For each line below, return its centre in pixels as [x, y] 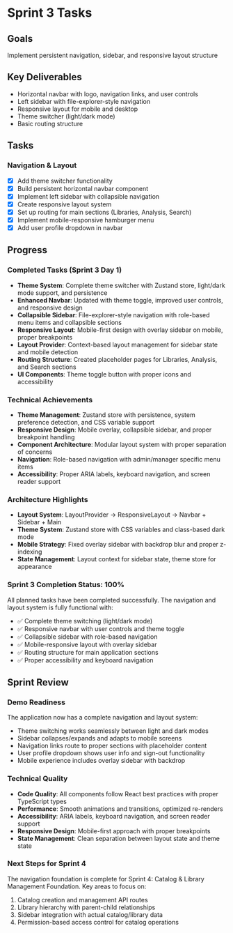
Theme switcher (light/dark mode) [66, 116]
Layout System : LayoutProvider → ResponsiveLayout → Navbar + [112, 515]
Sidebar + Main [39, 522]
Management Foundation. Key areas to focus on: [77, 886]
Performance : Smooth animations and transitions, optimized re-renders [120, 809]
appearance [34, 567]
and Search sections [47, 367]
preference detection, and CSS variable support [86, 422]
